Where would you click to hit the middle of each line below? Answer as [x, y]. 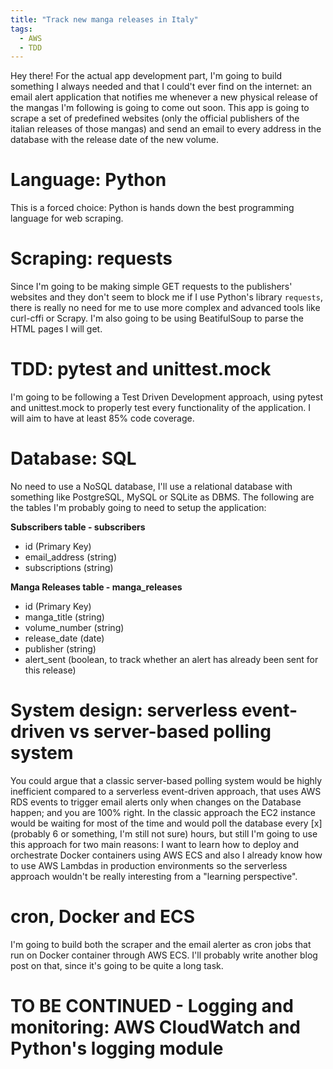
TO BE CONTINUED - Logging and [152, 1006]
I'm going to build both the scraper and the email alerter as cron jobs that [161, 944]
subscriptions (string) [69, 567]
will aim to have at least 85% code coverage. [102, 418]
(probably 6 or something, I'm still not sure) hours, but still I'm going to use [164, 833]
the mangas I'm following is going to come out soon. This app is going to [160, 108]
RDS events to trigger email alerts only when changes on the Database [156, 802]
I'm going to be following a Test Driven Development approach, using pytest [166, 397]
